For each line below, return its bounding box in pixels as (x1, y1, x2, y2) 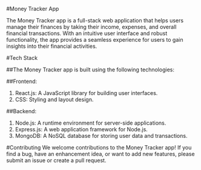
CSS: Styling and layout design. (15, 96, 94, 103)
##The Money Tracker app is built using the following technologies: (6, 66, 174, 73)
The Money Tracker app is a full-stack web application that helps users (6, 17, 183, 24)
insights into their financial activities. (6, 42, 97, 50)
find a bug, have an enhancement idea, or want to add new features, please (6, 151, 195, 157)
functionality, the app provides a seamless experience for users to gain (6, 36, 183, 43)
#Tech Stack (6, 54, 38, 61)
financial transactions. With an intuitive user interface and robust (6, 30, 168, 37)
